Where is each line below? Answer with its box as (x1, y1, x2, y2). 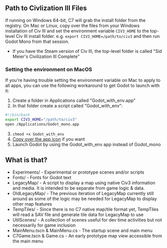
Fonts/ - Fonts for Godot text (12, 174, 71, 180)
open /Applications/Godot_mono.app (5, 122, 79, 127)
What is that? (5, 156, 47, 164)
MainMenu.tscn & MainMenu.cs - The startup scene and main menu (12, 227, 153, 234)
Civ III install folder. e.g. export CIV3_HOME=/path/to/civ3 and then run (15, 33, 160, 39)
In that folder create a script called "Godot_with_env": (12, 103, 123, 109)
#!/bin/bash (5, 112, 30, 118)
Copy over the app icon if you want (12, 136, 85, 142)
